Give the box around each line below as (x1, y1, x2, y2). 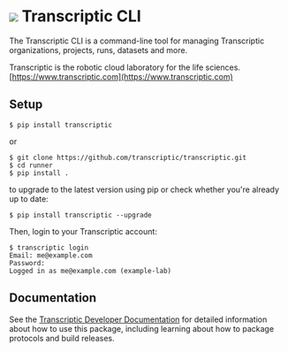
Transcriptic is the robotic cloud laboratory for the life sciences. (9, 62, 241, 73)
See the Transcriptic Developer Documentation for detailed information (9, 314, 268, 325)
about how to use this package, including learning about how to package (9, 323, 275, 333)
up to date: (9, 193, 49, 204)
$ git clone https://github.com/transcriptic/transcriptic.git (9, 153, 247, 162)
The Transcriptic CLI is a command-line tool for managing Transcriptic (9, 35, 265, 46)
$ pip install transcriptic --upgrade (9, 210, 152, 219)
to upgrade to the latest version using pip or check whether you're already (9, 184, 280, 195)
